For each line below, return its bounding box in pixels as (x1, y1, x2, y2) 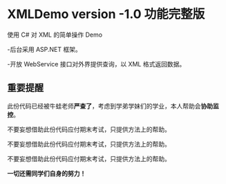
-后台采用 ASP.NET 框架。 (7, 45, 82, 53)
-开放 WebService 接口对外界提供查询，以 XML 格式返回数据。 (7, 59, 186, 68)
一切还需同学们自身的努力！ (7, 169, 86, 177)
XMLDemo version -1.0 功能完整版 (7, 6, 205, 22)
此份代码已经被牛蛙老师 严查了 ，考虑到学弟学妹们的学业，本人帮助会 (7, 102, 201, 110)
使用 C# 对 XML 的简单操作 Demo (7, 30, 102, 39)
